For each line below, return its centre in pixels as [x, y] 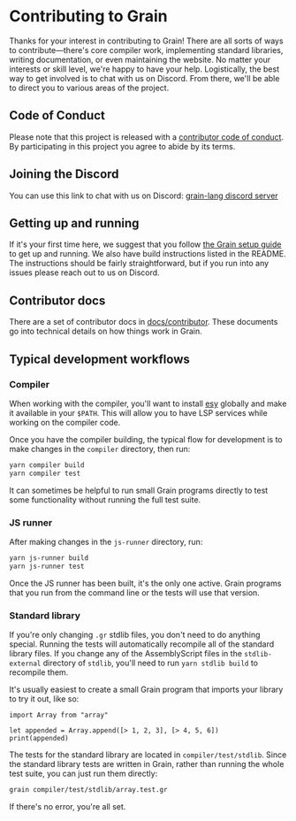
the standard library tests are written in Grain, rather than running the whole [147, 763]
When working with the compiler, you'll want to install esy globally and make [148, 403]
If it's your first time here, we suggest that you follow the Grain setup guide [145, 244]
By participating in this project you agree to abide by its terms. [122, 146]
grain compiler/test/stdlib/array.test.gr [88, 789]
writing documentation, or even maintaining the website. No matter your [140, 59]
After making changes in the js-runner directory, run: [106, 541]
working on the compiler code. [65, 422]
